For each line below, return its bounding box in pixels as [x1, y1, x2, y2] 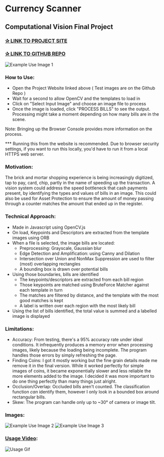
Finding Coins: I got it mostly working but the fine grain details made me [12, 357, 158, 363]
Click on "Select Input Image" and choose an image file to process [12, 101, 146, 107]
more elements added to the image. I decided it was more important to [12, 373, 155, 379]
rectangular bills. [12, 394, 47, 400]
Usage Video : [5, 435, 38, 442]
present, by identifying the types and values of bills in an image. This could [5, 190, 157, 196]
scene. [12, 117, 26, 122]
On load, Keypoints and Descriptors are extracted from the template [12, 229, 149, 235]
